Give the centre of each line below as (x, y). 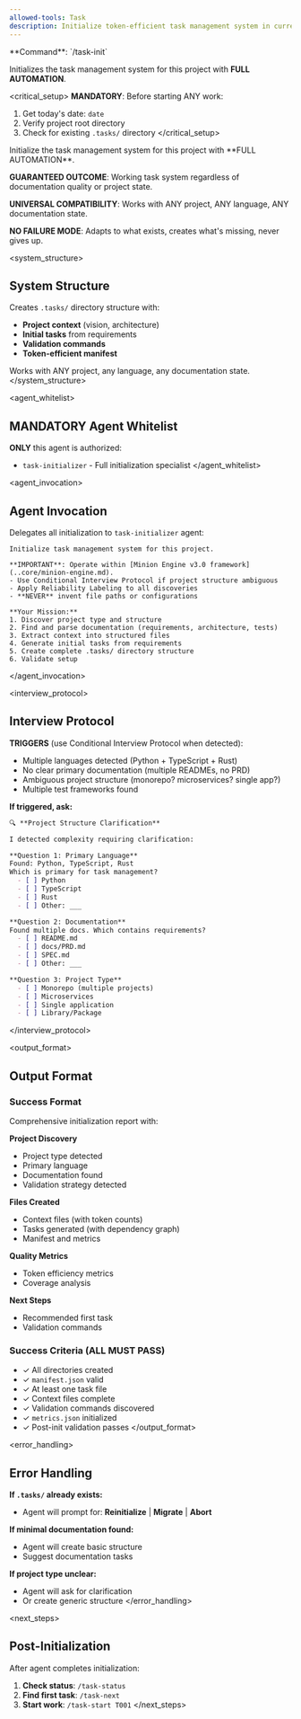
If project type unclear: (53, 1574)
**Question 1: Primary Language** (74, 855)
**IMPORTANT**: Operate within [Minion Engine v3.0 (107, 564)
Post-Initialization (60, 1647)
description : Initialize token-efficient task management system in (140, 26)
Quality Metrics (39, 1255)
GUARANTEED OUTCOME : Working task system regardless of (125, 177)
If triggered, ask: (41, 806)
